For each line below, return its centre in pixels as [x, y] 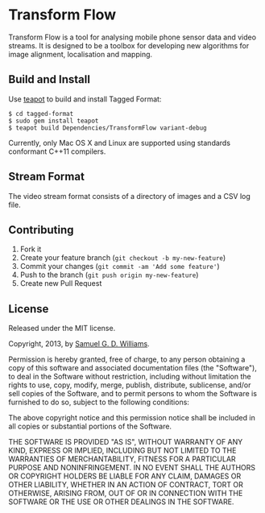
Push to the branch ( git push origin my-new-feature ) [109, 275]
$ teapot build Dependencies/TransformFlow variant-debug [108, 128]
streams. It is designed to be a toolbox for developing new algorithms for [129, 45]
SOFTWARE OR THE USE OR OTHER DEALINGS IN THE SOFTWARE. [121, 502]
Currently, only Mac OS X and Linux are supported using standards [120, 143]
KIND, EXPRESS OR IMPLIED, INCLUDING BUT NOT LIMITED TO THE [122, 451]
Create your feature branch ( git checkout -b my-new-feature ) [123, 258]
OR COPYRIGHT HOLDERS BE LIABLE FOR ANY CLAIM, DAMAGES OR [125, 476]
